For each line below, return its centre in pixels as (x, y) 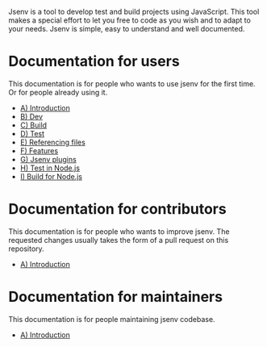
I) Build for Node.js (51, 176)
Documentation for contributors (118, 209)
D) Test (32, 133)
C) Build (33, 125)
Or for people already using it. (58, 92)
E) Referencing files (53, 142)
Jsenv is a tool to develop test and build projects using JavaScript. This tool (134, 12)
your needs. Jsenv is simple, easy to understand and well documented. (127, 29)
